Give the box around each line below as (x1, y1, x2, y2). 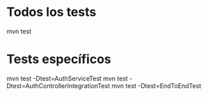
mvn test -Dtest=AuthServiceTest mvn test (6, 74, 128, 82)
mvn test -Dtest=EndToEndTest (111, 81, 202, 90)
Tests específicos (6, 51, 112, 67)
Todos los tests (6, 4, 97, 20)
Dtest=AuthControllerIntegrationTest (6, 81, 111, 90)
